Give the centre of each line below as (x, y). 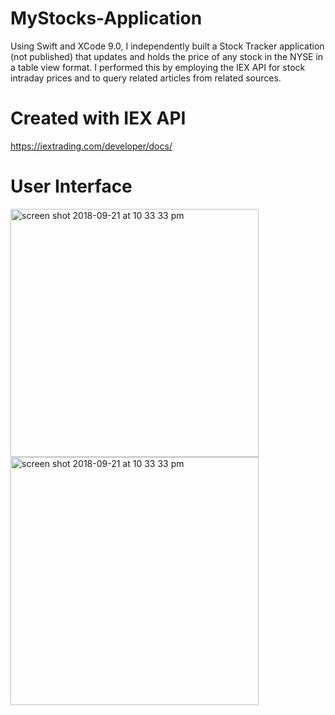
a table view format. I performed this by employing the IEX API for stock (158, 67)
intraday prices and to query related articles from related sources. (146, 78)
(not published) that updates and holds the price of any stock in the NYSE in (167, 56)
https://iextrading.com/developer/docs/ (91, 146)
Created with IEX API (98, 118)
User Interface (71, 186)
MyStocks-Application (106, 18)
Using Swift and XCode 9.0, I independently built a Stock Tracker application (167, 46)
